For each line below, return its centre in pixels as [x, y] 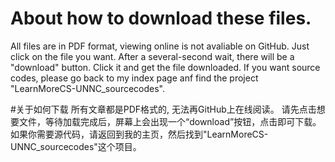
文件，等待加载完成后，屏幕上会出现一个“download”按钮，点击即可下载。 [170, 121]
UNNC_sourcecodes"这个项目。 [76, 146]
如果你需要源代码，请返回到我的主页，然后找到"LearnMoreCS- [139, 134]
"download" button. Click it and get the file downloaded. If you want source [165, 67]
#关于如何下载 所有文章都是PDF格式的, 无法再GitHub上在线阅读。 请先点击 [163, 109]
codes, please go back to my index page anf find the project [134, 78]
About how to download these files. [161, 18]
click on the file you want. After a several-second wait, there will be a [152, 56]
